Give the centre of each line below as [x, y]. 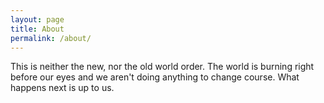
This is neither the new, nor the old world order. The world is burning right [162, 67]
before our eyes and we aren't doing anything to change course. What [155, 77]
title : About [37, 29]
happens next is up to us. [62, 88]
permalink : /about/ [51, 38]
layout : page [37, 19]
